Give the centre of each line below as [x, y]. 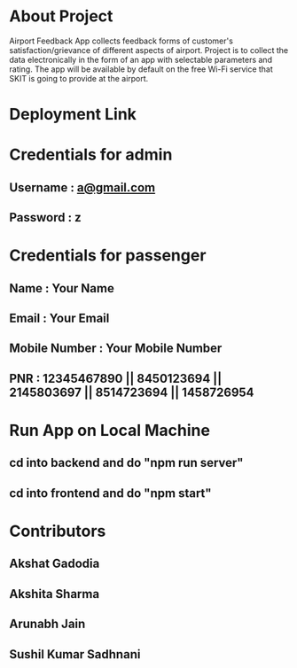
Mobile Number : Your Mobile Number [116, 349]
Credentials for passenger [108, 256]
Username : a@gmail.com [82, 187]
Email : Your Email [59, 318]
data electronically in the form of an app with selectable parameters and [141, 59]
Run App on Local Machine [110, 431]
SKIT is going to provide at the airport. [79, 78]
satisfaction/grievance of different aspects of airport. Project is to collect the [149, 50]
